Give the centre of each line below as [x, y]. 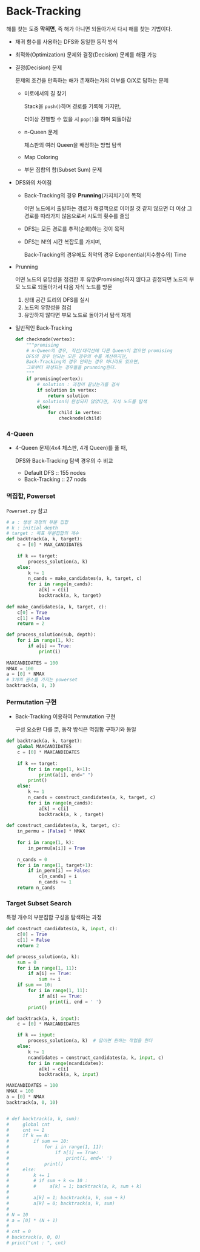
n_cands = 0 [32, 859]
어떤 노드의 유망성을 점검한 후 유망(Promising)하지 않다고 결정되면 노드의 [101, 279]
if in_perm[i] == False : [59, 871]
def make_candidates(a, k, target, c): [57, 607]
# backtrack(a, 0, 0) [34, 1237]
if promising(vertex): [55, 379]
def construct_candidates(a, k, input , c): [62, 929]
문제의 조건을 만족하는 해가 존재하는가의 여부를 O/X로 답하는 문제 [92, 80]
